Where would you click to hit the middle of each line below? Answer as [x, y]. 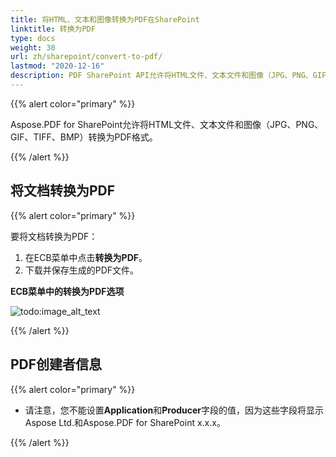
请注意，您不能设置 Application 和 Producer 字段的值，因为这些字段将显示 [174, 410]
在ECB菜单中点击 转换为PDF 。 [86, 257]
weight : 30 [33, 47]
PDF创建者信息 [56, 364]
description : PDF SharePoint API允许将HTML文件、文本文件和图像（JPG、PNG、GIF [168, 76]
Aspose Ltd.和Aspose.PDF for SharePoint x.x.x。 [125, 422]
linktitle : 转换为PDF [53, 29]
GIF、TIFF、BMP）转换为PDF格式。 [84, 137]
